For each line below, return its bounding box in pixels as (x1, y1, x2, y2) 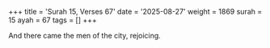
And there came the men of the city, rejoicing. (8, 31, 162, 40)
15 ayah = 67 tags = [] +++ (8, 15, 97, 25)
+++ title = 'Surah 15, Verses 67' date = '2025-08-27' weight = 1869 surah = (8, 7, 263, 16)
